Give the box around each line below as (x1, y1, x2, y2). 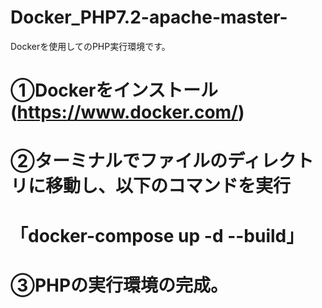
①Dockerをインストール (10, 79, 218, 102)
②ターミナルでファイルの (10, 150, 228, 173)
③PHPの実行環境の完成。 (10, 274, 229, 296)
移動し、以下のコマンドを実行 (45, 175, 292, 198)
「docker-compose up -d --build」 (10, 224, 305, 247)
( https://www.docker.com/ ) (10, 101, 245, 124)
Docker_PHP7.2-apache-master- (10, 6, 288, 29)
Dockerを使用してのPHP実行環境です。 (10, 40, 171, 52)
